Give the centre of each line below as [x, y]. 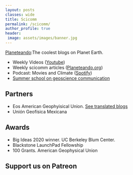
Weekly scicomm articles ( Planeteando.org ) [57, 67]
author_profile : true [28, 29]
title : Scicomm [21, 19]
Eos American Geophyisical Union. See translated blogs [70, 106]
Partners [19, 94]
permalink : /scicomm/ [28, 24]
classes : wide [20, 15]
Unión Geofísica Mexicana [40, 111]
